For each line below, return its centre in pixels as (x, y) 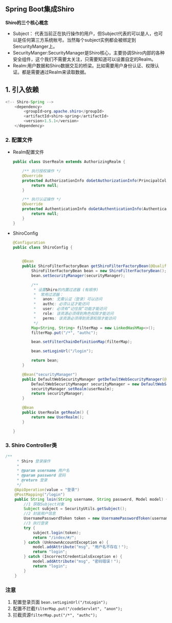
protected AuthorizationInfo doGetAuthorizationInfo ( (81, 181)
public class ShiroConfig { (42, 247)
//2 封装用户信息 (40, 514)
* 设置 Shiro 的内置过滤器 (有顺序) (66, 290)
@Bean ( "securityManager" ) (50, 374)
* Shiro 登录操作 (34, 461)
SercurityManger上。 (35, 46)
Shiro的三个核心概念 (27, 23)
